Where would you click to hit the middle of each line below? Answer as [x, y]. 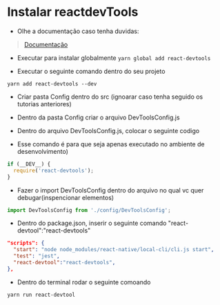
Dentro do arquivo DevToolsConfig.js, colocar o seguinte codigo [108, 130]
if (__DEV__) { [29, 164]
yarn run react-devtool [41, 295]
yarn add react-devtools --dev [52, 83]
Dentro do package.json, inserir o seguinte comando [92, 223]
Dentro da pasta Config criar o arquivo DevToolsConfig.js [99, 117]
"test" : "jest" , [37, 256]
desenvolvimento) [43, 151]
